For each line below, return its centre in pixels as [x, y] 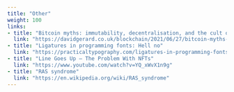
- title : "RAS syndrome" [43, 71]
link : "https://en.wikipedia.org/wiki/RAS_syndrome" [92, 78]
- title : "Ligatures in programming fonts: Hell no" [85, 46]
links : [17, 26]
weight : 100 [24, 20]
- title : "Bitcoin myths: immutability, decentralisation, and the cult [115, 33]
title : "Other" [29, 13]
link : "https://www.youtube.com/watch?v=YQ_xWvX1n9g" [93, 65]
